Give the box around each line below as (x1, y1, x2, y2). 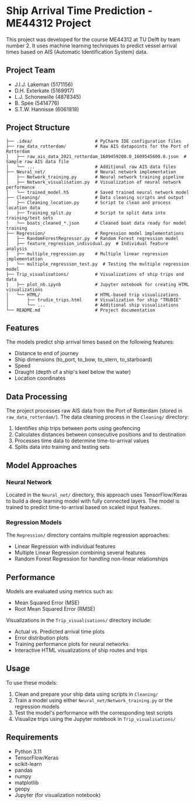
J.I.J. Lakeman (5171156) (14, 81, 73, 88)
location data (6, 205, 41, 211)
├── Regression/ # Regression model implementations (6, 230, 184, 236)
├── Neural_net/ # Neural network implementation (6, 169, 176, 175)
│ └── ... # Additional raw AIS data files (6, 164, 176, 170)
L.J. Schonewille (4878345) (14, 93, 82, 100)
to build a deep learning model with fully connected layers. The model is (6, 497, 180, 504)
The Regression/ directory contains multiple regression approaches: (6, 531, 170, 539)
